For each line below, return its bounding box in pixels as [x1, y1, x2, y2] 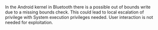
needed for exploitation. [5, 19, 53, 25]
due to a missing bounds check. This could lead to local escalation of [5, 9, 144, 15]
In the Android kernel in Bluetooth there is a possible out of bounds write [5, 4, 151, 10]
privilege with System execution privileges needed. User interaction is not [5, 15, 153, 20]
